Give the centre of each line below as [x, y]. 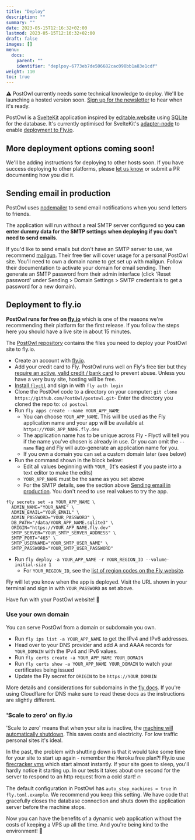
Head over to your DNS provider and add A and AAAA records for [93, 645]
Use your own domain [38, 615]
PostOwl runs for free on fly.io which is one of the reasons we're [85, 319]
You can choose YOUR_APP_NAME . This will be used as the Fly [94, 416]
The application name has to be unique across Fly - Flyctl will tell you [106, 435]
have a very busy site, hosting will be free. [65, 379]
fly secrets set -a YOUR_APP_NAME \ [51, 502]
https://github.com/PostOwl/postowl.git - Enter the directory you [94, 398]
